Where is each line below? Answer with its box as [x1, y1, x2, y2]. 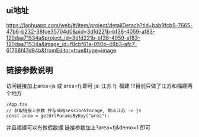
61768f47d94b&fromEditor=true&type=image [6, 47, 117, 54]
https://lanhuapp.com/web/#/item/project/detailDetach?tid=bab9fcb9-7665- [6, 21, 193, 28]
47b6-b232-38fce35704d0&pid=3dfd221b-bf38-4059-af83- [6, 28, 156, 35]
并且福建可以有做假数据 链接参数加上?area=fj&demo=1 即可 [6, 123, 151, 131]
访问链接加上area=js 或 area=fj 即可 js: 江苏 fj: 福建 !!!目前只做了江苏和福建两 [6, 82, 192, 89]
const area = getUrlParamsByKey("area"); [6, 113, 110, 119]
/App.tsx [6, 101, 28, 107]
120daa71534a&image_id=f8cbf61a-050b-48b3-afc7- [6, 40, 137, 47]
